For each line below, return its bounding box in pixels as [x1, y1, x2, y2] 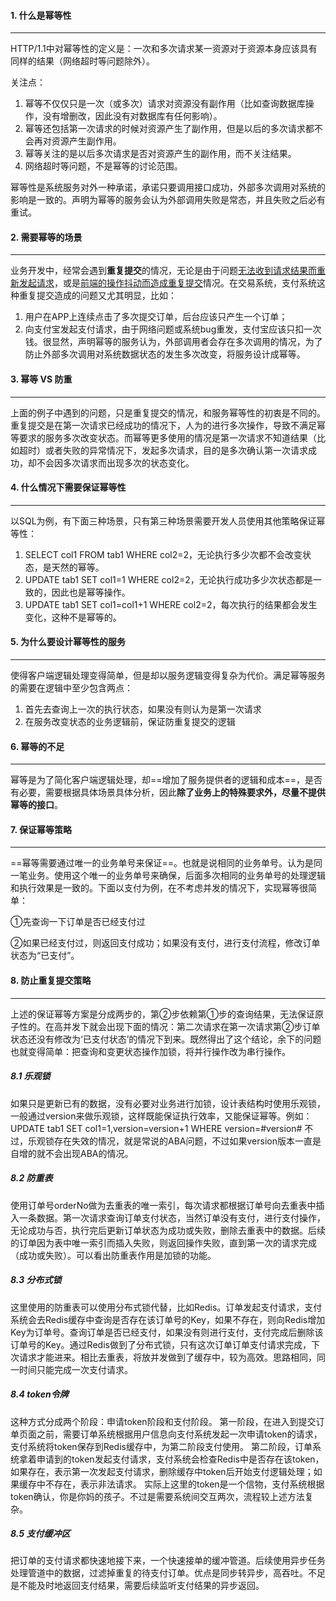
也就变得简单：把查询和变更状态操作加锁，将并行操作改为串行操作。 [10, 1045, 291, 1057]
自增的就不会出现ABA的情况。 [10, 1147, 134, 1159]
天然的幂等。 [51, 561, 105, 573]
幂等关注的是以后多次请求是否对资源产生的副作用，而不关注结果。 [24, 148, 297, 160]
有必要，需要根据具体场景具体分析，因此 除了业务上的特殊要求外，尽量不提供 [10, 786, 326, 799]
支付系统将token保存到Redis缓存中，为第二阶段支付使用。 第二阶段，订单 [10, 1440, 313, 1452]
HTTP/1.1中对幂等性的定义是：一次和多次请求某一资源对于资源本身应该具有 [10, 43, 318, 55]
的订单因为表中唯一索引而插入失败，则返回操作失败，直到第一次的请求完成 [10, 1236, 317, 1249]
